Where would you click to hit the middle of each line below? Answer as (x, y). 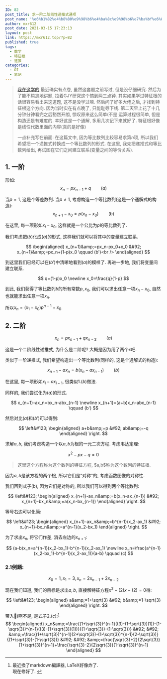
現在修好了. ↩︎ (27, 672)
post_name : (16, 19)
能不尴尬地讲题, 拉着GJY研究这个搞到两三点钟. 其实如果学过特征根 (89, 96)
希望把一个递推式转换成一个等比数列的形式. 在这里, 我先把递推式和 (85, 143)
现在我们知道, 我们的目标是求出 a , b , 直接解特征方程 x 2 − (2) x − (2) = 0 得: (79, 589)
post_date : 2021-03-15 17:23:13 (39, 28)
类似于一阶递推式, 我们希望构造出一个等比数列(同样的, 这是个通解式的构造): (82, 360)
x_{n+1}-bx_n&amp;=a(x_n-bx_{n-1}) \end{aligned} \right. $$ (83, 501)
